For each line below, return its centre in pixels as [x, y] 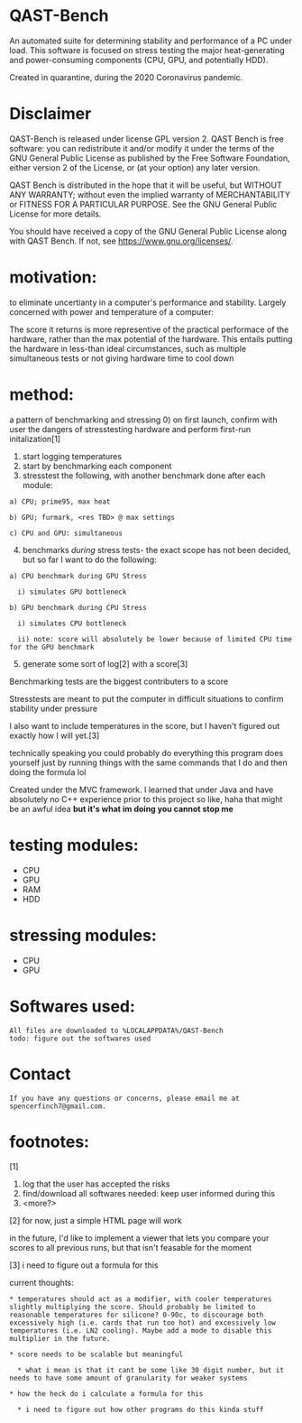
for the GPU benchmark [52, 647]
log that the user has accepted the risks [96, 1184]
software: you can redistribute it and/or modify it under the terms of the [142, 148]
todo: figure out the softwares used [80, 1039]
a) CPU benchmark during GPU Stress [78, 576]
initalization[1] [35, 439]
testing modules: [74, 845]
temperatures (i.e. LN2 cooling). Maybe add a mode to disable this [141, 1331]
